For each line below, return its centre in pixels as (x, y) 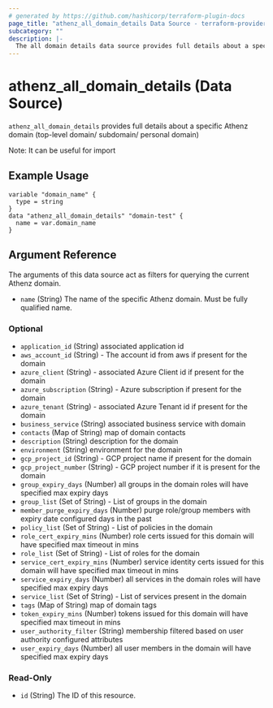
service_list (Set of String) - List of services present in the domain (133, 596)
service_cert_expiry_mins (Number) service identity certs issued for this (142, 562)
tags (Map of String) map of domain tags (88, 605)
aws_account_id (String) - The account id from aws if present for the (134, 355)
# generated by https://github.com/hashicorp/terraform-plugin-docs (127, 16)
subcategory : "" (36, 31)
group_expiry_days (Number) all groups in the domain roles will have (134, 484)
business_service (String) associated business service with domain (133, 424)
